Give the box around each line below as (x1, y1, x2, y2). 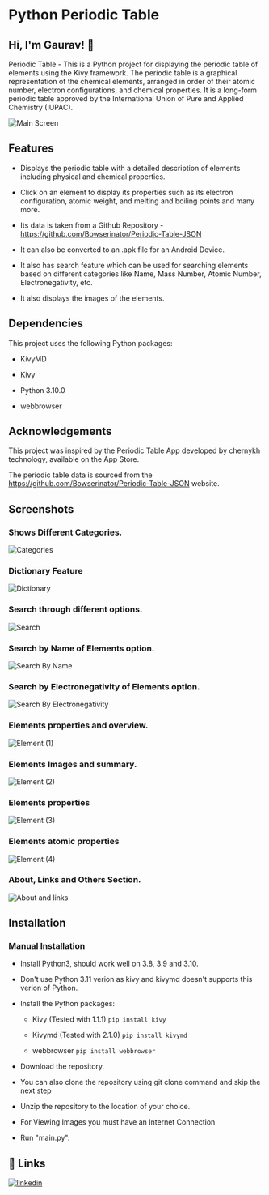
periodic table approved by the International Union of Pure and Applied (8, 94, 244, 103)
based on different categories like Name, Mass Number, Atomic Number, (19, 269, 262, 279)
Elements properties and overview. (8, 719, 149, 731)
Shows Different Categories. (8, 527, 123, 538)
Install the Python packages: (19, 999, 116, 1009)
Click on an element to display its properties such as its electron (19, 187, 233, 197)
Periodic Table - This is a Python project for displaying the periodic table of (8, 59, 258, 69)
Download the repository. (19, 1061, 105, 1071)
